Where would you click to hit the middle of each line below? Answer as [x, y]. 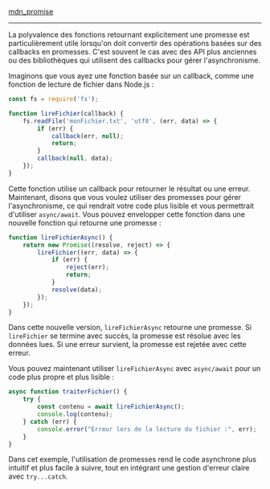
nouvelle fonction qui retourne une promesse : [85, 222]
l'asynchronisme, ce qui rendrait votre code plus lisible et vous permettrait [131, 206]
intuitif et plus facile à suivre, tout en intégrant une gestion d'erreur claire [129, 468]
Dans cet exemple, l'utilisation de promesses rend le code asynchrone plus [133, 459]
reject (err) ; [88, 267]
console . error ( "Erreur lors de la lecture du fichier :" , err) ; [147, 429]
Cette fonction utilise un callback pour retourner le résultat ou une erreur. [129, 189]
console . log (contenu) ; [75, 414]
